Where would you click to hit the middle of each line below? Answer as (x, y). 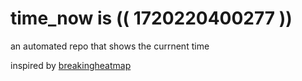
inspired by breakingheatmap (71, 65)
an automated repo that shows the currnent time (110, 46)
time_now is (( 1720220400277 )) (151, 18)
